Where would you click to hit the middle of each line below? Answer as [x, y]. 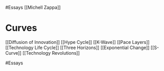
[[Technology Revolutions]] [51, 53]
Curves [21, 28]
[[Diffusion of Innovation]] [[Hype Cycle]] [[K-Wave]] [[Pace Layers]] [77, 42]
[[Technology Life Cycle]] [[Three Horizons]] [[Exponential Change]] [77, 48]
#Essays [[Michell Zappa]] [33, 7]
